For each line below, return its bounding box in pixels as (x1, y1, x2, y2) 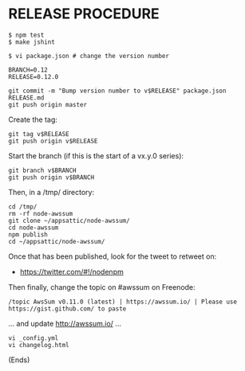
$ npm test (8, 31, 45, 39)
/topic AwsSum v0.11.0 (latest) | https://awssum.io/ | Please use (8, 298, 238, 306)
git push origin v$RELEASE (8, 137, 98, 145)
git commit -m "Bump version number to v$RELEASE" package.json (8, 87, 227, 95)
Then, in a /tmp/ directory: (8, 187, 94, 197)
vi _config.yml (8, 334, 59, 342)
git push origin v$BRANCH (8, 173, 94, 182)
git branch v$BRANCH (8, 166, 77, 174)
